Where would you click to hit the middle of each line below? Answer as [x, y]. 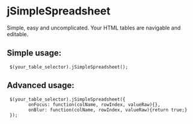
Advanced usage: [41, 85]
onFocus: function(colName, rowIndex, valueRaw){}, [95, 104]
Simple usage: [34, 53]
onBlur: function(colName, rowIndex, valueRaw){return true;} [108, 110]
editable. [18, 34]
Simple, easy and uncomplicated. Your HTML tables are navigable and [94, 28]
